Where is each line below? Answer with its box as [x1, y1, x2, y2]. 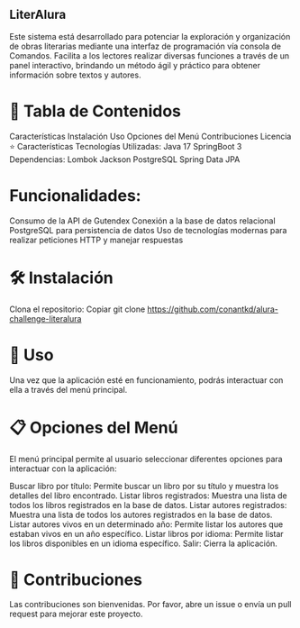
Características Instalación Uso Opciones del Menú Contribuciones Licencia [9, 131, 292, 141]
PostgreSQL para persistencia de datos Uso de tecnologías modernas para [9, 224, 287, 235]
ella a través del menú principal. [9, 384, 128, 395]
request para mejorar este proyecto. [9, 608, 143, 620]
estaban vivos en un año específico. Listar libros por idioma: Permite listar [9, 528, 284, 539]
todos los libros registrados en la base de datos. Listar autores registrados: [9, 499, 287, 510]
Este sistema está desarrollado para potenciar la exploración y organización [9, 31, 291, 41]
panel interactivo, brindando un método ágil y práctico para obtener [9, 59, 261, 70]
